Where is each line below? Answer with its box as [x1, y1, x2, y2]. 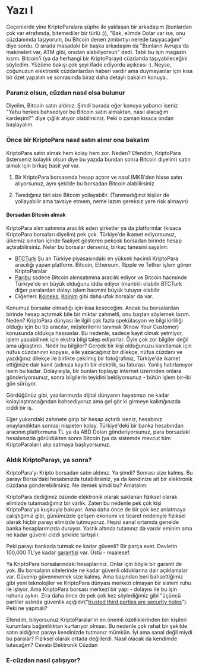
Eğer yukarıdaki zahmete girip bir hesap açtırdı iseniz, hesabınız [6, 415, 162, 422]
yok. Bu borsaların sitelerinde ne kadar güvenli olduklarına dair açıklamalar [6, 567, 188, 574]
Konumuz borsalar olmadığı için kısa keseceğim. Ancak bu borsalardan [6, 304, 179, 311]
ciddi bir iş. [6, 404, 33, 411]
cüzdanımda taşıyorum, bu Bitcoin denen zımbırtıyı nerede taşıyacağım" [6, 36, 182, 43]
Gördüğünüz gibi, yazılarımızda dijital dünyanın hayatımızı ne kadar [6, 391, 170, 399]
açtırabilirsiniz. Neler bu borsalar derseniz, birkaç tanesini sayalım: [6, 243, 169, 250]
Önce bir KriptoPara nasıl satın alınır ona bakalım [6, 136, 150, 144]
